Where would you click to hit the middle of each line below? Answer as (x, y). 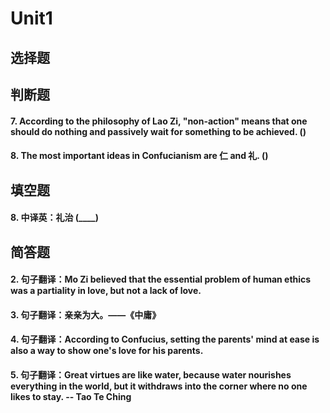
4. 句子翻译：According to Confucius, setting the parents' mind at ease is (165, 339)
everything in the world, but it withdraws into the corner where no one (159, 386)
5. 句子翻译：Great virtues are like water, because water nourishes (151, 374)
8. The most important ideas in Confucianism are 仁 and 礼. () (139, 156)
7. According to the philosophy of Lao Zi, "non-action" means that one (159, 121)
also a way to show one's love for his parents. (107, 351)
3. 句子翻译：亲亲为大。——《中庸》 (86, 314)
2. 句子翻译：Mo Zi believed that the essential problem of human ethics (161, 279)
